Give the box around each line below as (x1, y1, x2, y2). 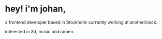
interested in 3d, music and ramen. (5, 28, 74, 34)
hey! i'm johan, (5, 3, 66, 14)
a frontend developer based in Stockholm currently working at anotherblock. (5, 19, 158, 25)
